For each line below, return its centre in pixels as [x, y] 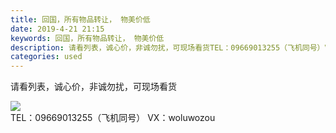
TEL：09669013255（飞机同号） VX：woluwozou [113, 118]
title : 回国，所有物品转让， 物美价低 [80, 19]
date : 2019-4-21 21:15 [57, 29]
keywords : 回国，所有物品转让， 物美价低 [87, 38]
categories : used [46, 57]
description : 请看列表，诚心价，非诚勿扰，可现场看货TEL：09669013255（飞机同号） [167, 47]
